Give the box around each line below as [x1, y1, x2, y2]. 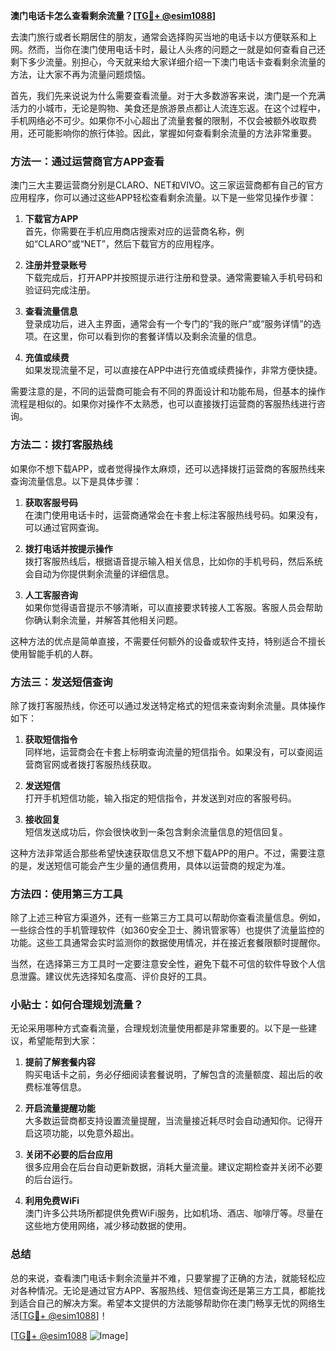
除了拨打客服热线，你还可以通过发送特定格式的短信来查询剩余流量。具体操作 [10, 699, 326, 711]
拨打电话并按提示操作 [24, 542, 113, 554]
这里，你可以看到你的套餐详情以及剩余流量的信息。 [51, 330, 262, 343]
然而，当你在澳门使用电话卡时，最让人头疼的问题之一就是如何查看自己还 [27, 44, 326, 55]
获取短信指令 [24, 733, 78, 745]
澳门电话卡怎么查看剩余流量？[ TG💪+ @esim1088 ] [10, 10, 217, 21]
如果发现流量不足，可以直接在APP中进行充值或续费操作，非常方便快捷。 [24, 364, 323, 376]
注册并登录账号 [24, 259, 87, 271]
